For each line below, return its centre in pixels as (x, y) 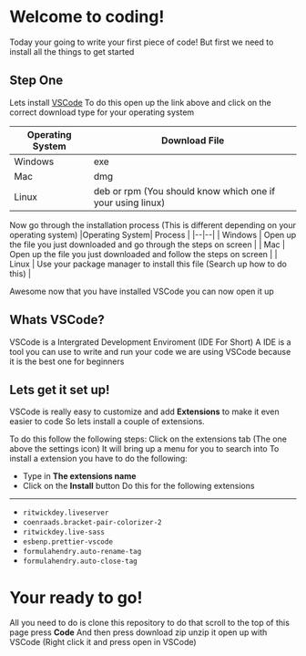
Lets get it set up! (60, 390)
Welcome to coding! (87, 17)
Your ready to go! (76, 597)
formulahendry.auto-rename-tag (82, 552)
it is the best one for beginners (67, 361)
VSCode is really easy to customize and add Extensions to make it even (144, 411)
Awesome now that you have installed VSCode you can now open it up (142, 291)
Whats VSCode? (57, 320)
